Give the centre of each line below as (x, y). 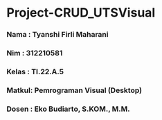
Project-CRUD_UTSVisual (81, 13)
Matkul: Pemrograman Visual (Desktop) (74, 90)
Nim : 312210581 (35, 53)
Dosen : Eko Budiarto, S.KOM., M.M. (68, 109)
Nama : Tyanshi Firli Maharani (57, 35)
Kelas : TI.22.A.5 (35, 71)
